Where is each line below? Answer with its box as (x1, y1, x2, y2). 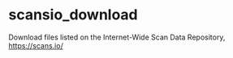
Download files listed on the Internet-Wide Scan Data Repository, (8, 32, 226, 42)
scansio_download (8, 6, 138, 24)
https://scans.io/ (8, 40, 63, 50)
